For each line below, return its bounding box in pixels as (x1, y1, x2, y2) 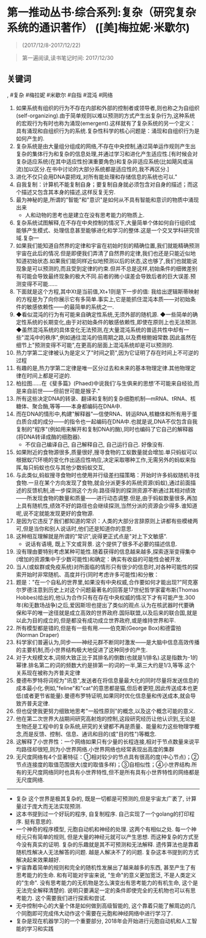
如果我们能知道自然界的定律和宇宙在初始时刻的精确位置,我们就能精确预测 (15, 242, 200, 249)
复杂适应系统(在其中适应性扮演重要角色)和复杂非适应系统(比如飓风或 (15, 157, 188, 165)
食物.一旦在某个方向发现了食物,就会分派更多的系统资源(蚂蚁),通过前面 (15, 478, 191, 486)
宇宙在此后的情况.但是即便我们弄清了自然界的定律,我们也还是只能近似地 (15, 249, 196, 257)
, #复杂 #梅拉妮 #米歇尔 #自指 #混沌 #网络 (7, 91, 113, 99)
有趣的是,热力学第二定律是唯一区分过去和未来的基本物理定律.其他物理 (15, 364, 191, 371)
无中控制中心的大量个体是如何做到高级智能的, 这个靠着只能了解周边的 (15, 902, 191, 909)
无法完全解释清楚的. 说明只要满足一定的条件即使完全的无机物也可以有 (15, 887, 191, 894)
